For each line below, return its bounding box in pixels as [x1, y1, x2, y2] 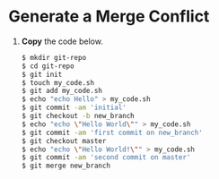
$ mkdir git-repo [21, 53, 87, 62]
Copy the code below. [21, 36, 104, 47]
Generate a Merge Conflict [8, 6, 210, 27]
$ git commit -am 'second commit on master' [21, 153, 191, 162]
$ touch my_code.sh [21, 78, 95, 87]
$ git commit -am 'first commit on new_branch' [21, 128, 203, 137]
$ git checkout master [21, 136, 107, 145]
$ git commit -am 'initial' [21, 103, 127, 113]
